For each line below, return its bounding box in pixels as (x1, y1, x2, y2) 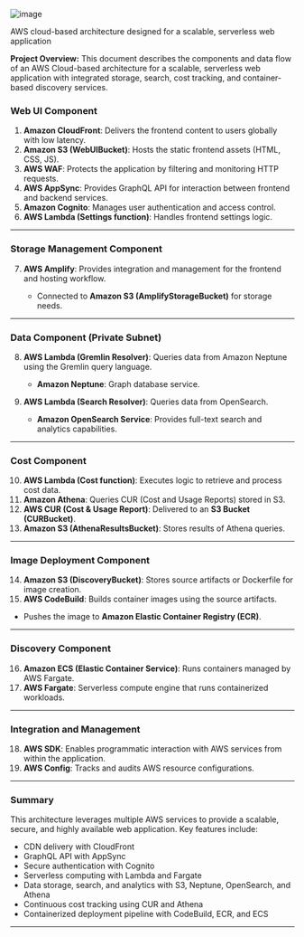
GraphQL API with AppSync (23, 851, 126, 862)
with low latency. (23, 135, 87, 146)
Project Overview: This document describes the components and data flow (10, 53, 292, 63)
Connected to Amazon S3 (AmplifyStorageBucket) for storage (36, 290, 272, 301)
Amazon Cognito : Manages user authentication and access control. (23, 202, 276, 213)
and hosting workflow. (23, 272, 106, 284)
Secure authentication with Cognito (23, 860, 155, 872)
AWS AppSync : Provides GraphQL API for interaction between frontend (23, 183, 290, 194)
